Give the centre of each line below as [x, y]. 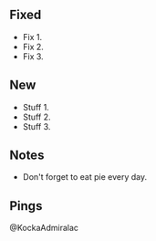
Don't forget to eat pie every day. [85, 177]
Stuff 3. [36, 126]
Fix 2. [33, 47]
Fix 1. [32, 37]
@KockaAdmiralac [44, 228]
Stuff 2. [36, 117]
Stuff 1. [36, 107]
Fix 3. [33, 56]
